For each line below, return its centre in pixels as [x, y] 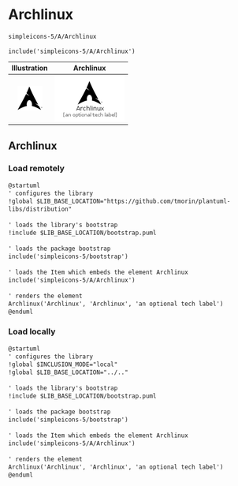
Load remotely [37, 168]
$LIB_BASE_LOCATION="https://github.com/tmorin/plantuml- [134, 201]
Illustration [30, 68]
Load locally [32, 331]
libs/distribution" [40, 209]
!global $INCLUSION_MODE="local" [63, 364]
